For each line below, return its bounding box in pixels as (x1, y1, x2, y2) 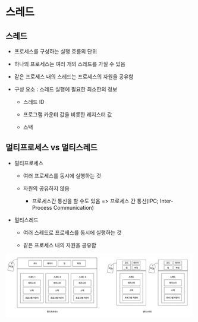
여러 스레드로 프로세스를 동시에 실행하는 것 (23, 229, 122, 236)
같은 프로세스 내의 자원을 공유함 (23, 241, 96, 248)
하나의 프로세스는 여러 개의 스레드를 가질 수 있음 (14, 61, 125, 67)
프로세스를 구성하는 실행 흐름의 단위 (14, 48, 98, 55)
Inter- (159, 197, 174, 204)
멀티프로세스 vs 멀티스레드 (5, 143, 98, 153)
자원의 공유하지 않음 (23, 185, 70, 192)
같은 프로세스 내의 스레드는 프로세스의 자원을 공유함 (14, 73, 134, 80)
